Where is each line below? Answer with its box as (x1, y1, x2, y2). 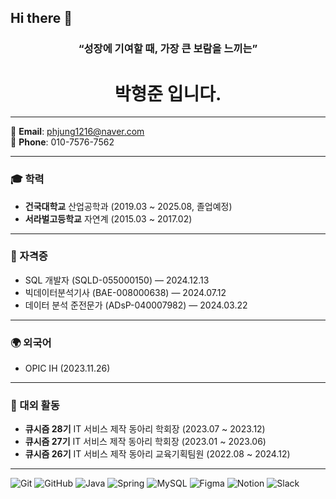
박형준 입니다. (114, 82, 222, 105)
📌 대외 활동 (10, 399, 60, 413)
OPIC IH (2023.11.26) (24, 362, 111, 375)
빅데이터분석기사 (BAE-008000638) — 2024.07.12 (24, 286, 227, 298)
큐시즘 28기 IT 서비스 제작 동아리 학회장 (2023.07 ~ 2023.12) (24, 423, 266, 435)
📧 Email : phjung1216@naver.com (10, 126, 145, 138)
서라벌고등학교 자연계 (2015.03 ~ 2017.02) (24, 212, 193, 225)
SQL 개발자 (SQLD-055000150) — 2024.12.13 (24, 274, 210, 286)
